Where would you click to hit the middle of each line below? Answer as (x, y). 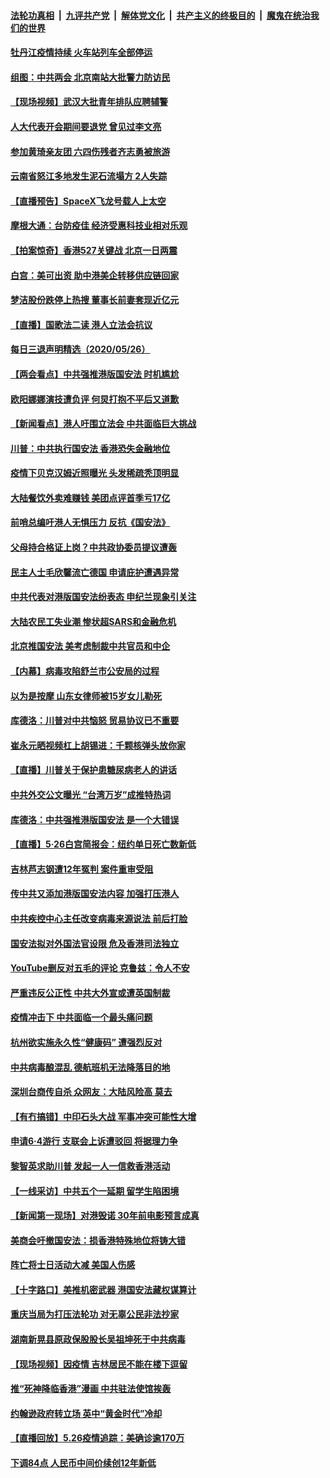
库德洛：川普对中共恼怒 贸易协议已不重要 (95, 721)
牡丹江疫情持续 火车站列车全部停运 (81, 52)
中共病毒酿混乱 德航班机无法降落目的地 (90, 1067)
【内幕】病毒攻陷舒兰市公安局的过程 (85, 671)
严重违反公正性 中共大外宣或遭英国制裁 (90, 992)
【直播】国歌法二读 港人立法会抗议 (81, 324)
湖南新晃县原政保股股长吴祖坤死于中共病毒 (98, 1339)
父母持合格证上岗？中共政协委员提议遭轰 (93, 547)
